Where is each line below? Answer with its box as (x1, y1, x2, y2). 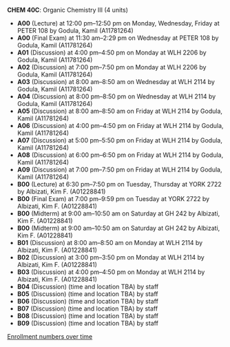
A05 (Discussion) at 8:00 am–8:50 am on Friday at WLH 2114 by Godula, (17, 107, 222, 115)
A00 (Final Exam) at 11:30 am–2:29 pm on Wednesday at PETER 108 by (17, 34, 219, 42)
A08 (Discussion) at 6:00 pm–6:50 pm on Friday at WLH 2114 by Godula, (17, 151, 224, 159)
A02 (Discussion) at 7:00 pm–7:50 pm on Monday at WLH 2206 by (17, 63, 207, 71)
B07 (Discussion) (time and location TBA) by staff (17, 304, 158, 313)
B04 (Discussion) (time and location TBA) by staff (17, 282, 159, 291)
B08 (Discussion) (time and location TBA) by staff (17, 312, 158, 319)
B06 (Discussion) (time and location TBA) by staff (17, 297, 158, 305)
